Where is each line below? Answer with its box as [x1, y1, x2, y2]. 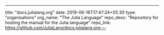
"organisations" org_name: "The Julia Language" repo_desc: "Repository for [5, 15, 159, 20]
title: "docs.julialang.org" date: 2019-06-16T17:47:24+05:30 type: [5, 10, 136, 15]
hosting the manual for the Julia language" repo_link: [5, 20, 111, 25]
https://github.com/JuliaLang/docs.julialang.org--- [5, 25, 106, 30]
